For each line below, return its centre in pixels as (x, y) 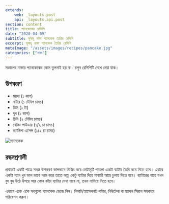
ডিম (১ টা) (21, 107)
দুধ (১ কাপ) (21, 114)
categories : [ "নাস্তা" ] (26, 53)
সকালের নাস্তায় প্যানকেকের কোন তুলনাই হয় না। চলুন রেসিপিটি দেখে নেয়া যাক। (62, 67)
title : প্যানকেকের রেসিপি (25, 29)
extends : (15, 10)
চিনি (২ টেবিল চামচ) (27, 119)
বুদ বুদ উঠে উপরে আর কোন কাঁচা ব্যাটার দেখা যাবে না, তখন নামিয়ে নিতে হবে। (61, 181)
